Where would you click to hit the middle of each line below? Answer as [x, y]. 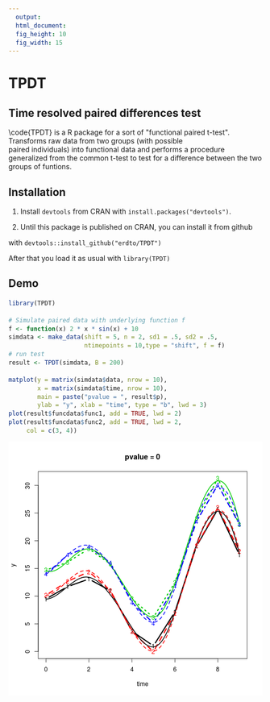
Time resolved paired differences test [105, 113]
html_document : [41, 25]
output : [29, 17]
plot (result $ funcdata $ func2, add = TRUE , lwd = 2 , [95, 422]
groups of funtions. [40, 167]
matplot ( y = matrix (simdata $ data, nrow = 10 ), [88, 380]
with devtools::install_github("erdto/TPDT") [85, 243]
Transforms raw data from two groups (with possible [96, 141]
